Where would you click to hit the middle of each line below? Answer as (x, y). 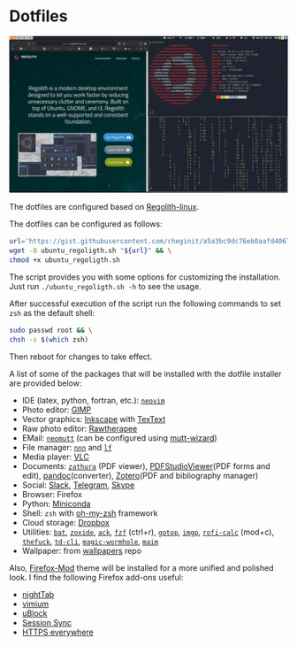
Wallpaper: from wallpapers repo (82, 550)
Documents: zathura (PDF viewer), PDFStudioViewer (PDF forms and (146, 465)
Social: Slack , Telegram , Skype (78, 485)
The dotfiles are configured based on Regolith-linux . (104, 207)
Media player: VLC (56, 457)
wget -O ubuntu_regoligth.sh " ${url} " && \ (91, 251)
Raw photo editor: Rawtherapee (80, 428)
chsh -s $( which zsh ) (49, 339)
